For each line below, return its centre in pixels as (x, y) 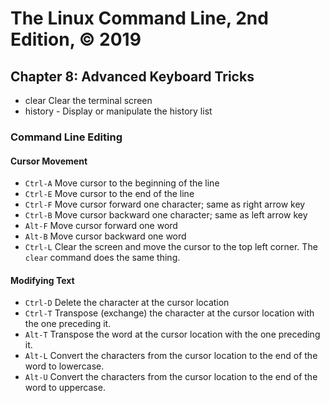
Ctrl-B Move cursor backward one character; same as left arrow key (166, 215)
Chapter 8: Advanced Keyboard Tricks (132, 76)
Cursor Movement (49, 161)
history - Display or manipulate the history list (118, 111)
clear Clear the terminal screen (88, 100)
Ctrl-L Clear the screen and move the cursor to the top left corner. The (171, 247)
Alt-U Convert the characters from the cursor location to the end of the (171, 377)
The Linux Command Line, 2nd (139, 18)
